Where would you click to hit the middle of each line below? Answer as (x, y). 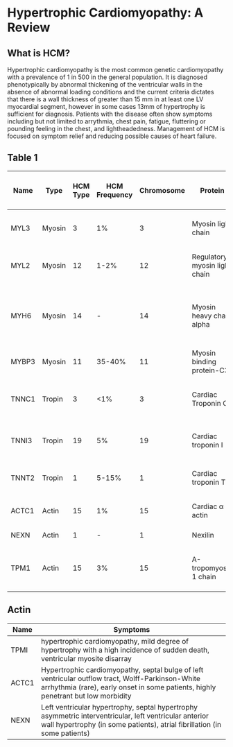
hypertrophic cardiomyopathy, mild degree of (115, 641)
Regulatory (209, 257)
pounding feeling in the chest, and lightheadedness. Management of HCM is (116, 129)
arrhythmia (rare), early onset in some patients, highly (129, 687)
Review (29, 27)
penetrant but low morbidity (86, 696)
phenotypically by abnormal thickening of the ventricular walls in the (105, 84)
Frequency (115, 194)
